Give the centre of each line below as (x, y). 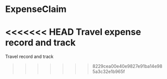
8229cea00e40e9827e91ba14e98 (127, 66)
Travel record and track (29, 56)
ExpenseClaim (36, 9)
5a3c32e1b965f (109, 71)
